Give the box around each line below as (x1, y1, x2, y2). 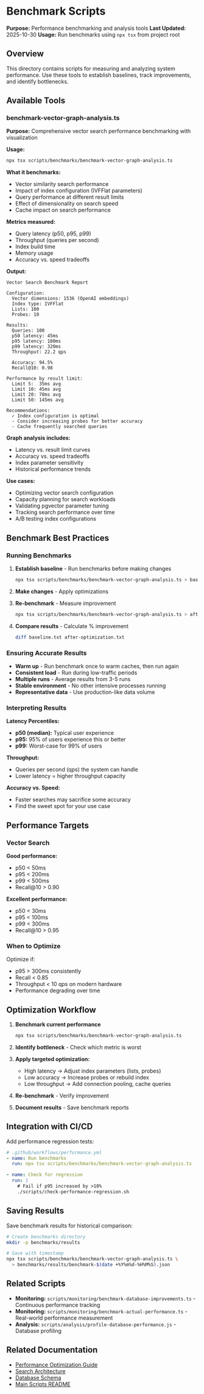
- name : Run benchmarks (6, 1155, 67, 1161)
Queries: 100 (12, 327, 45, 334)
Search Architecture (15, 1367, 66, 1374)
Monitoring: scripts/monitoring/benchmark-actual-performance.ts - (15, 1307, 188, 1315)
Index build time (15, 243, 56, 251)
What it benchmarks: (6, 169, 61, 176)
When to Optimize (6, 942, 61, 950)
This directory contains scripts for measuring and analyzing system (6, 65, 175, 72)
